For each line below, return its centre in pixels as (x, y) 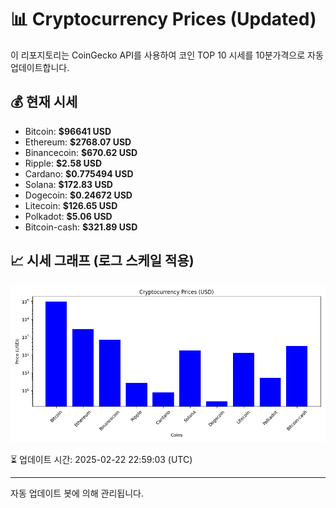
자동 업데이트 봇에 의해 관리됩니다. (77, 493)
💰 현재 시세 (44, 102)
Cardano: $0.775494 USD (79, 173)
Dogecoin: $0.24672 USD (78, 195)
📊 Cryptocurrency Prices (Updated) (163, 19)
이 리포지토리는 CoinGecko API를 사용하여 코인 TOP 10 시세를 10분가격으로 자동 (167, 55)
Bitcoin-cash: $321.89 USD (81, 227)
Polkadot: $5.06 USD (68, 216)
